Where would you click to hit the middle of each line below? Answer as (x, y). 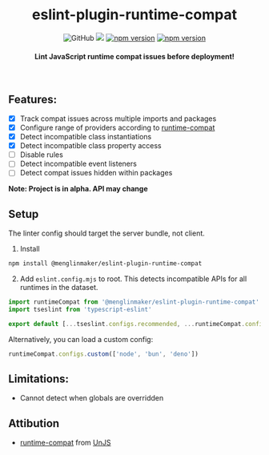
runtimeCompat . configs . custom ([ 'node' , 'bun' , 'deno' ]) (103, 354)
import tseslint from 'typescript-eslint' (80, 309)
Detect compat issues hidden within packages (96, 173)
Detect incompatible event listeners (78, 164)
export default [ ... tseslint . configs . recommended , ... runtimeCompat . (127, 324)
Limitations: (39, 378)
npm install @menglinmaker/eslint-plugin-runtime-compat (105, 264)
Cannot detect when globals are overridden (92, 398)
